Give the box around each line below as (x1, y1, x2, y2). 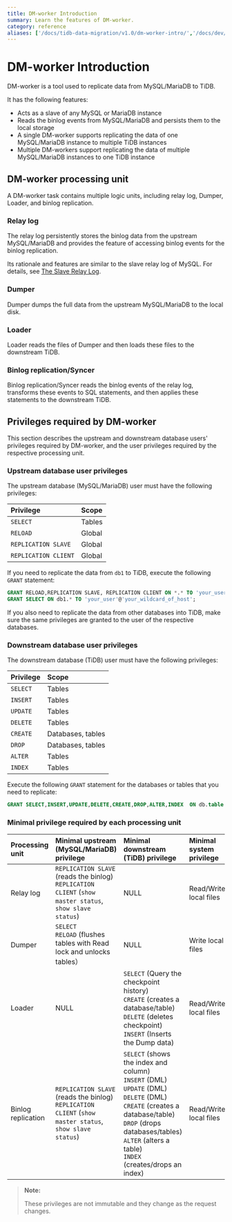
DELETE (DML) (123, 1092, 168, 1102)
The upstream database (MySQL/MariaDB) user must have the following (7, 482, 213, 490)
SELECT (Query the (123, 968, 182, 978)
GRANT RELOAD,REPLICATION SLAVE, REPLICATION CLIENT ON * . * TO (7, 590, 193, 596)
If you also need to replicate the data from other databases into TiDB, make (7, 608, 221, 617)
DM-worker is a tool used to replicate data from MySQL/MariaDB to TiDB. (7, 82, 216, 91)
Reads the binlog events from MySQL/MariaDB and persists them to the (17, 116, 221, 125)
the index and (123, 1057, 168, 1067)
